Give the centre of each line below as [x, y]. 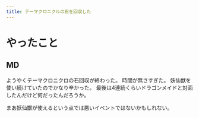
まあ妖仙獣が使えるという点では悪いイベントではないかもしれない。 [89, 107]
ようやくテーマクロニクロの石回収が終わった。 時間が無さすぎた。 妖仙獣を [99, 80]
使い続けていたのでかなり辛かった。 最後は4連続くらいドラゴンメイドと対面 [99, 87]
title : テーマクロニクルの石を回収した [49, 12]
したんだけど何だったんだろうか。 [48, 95]
